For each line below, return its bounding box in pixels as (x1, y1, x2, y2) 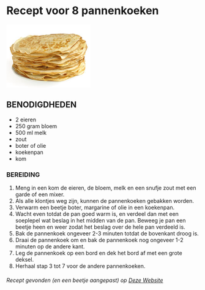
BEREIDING (6, 170, 40, 178)
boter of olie (15, 142, 47, 149)
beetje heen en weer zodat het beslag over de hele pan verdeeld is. (15, 223, 185, 231)
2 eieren (15, 116, 37, 123)
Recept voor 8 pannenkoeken (6, 4, 159, 18)
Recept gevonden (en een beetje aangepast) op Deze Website (6, 277, 163, 284)
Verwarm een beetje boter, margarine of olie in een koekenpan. (15, 204, 175, 212)
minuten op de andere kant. (15, 243, 85, 250)
